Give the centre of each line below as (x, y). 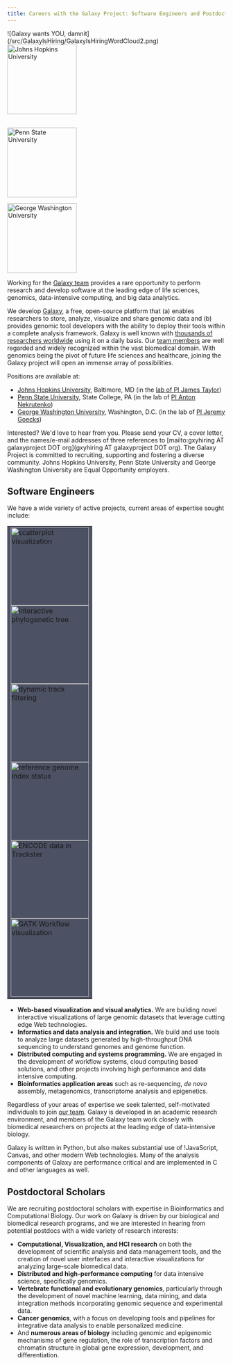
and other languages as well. (48, 1170)
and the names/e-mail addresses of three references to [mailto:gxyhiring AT (116, 440)
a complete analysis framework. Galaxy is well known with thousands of (110, 333)
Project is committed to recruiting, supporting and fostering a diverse (106, 455)
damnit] (79, 33)
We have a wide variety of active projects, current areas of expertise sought (116, 508)
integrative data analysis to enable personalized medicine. (100, 1325)
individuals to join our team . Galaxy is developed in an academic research (112, 1112)
